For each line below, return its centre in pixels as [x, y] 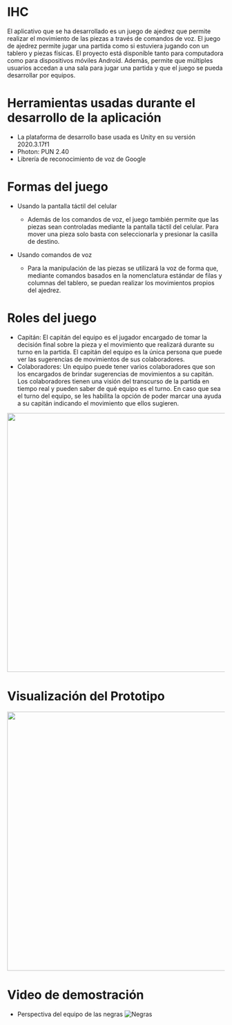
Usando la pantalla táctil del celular [67, 206]
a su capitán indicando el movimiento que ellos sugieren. [98, 403]
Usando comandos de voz [54, 255]
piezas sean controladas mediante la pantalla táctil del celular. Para [123, 227]
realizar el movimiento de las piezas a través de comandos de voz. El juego [114, 38]
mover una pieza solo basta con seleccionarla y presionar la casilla [123, 234]
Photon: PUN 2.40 [43, 151]
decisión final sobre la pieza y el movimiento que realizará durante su [116, 344]
